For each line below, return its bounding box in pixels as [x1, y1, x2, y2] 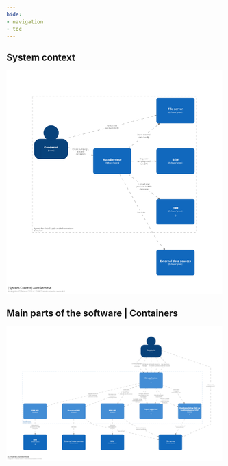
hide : [6, 11, 22, 18]
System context [6, 51, 76, 63]
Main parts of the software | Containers [6, 308, 179, 319]
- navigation [6, 18, 44, 25]
